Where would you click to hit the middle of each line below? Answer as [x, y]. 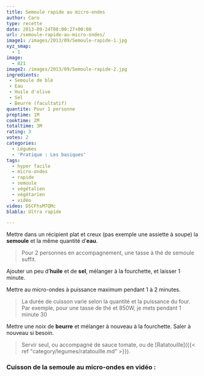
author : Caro [23, 18]
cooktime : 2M [23, 120]
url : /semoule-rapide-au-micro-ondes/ [56, 35]
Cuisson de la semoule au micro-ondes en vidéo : [81, 367]
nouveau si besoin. [30, 333]
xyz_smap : [19, 47]
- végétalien [28, 189]
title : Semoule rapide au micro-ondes [56, 12]
